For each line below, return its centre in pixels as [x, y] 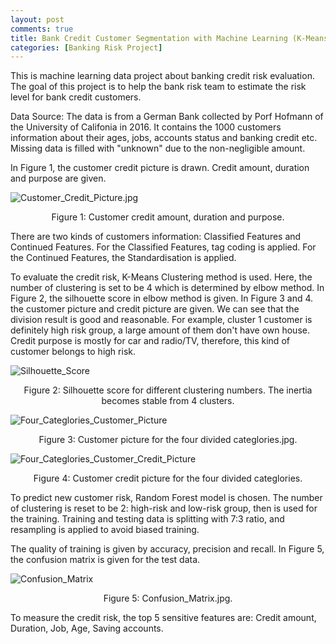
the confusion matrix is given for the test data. [105, 560]
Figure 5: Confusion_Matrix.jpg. [168, 598]
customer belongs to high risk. [73, 352]
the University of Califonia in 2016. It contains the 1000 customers [146, 127]
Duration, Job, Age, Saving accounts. [87, 628]
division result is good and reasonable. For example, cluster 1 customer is [161, 320]
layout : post [37, 19]
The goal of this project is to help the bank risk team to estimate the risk [158, 87]
